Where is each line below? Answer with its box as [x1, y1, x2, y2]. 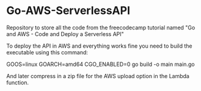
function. [6, 79, 29, 86]
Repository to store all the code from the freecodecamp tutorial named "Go [6, 24, 196, 31]
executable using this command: [6, 48, 89, 56]
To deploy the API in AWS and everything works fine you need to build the [6, 42, 192, 49]
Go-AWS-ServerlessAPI [6, 4, 130, 18]
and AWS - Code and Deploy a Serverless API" [6, 30, 124, 37]
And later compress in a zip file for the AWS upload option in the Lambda [6, 72, 189, 79]
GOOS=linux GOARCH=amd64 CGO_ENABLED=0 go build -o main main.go [6, 60, 195, 68]
